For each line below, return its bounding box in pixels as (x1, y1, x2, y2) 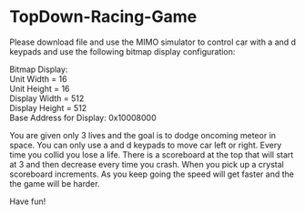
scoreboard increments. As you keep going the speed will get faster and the (9, 168, 294, 179)
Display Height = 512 (9, 102, 87, 113)
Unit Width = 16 (9, 73, 67, 84)
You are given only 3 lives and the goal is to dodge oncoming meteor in (9, 129, 276, 140)
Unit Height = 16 (9, 83, 70, 94)
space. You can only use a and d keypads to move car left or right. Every (9, 139, 282, 150)
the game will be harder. (9, 178, 100, 189)
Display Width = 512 (9, 93, 85, 104)
